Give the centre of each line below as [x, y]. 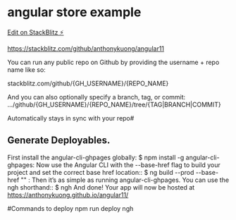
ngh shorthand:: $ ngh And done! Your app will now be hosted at [101, 187]
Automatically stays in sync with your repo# [71, 118]
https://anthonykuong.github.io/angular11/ [68, 195]
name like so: [26, 69]
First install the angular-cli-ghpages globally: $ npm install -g [96, 157]
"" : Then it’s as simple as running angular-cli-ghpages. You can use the [125, 180]
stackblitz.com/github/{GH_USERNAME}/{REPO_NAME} [88, 83]
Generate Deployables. [59, 141]
